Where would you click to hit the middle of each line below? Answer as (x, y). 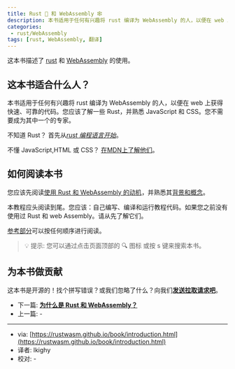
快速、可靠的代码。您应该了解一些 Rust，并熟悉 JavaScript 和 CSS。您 (109, 111)
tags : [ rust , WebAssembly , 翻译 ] (55, 40)
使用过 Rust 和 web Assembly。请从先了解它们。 (77, 216)
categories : (24, 27)
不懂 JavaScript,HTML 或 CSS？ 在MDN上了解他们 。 (83, 150)
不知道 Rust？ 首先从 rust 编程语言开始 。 (65, 135)
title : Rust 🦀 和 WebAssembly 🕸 (55, 14)
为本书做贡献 (35, 272)
